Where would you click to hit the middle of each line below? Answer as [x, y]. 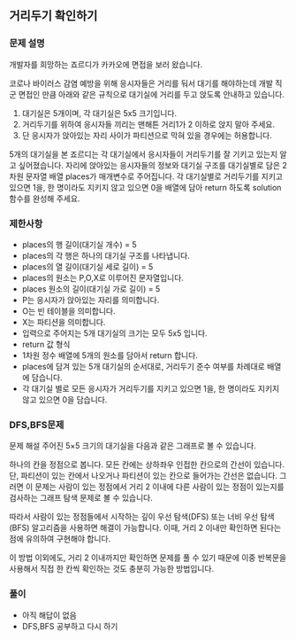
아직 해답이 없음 [49, 615]
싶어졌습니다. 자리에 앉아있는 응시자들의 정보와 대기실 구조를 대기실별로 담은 [149, 165]
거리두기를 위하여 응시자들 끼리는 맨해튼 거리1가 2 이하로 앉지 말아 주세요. [148, 124]
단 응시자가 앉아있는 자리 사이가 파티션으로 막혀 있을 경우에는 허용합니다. [147, 135]
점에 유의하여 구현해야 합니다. [60, 539]
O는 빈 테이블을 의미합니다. [69, 311]
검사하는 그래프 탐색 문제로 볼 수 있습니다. [81, 498]
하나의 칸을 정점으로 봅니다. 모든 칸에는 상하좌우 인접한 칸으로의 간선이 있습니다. [147, 464]
